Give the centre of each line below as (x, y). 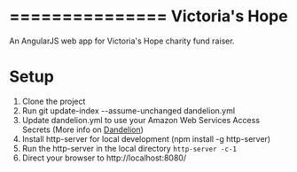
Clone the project (54, 101)
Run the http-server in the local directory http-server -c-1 (129, 148)
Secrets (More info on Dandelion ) (83, 129)
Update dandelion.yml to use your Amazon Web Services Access (141, 120)
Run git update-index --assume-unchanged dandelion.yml (129, 110)
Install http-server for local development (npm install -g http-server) (146, 138)
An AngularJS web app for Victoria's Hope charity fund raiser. (122, 41)
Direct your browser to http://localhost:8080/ (104, 158)
